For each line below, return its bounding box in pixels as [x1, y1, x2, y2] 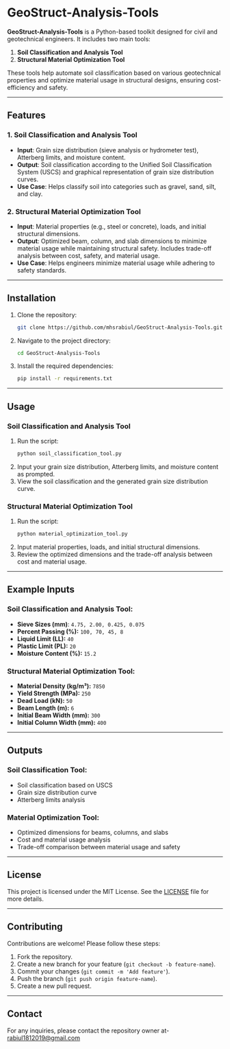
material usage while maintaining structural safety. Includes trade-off [16, 244, 212, 252]
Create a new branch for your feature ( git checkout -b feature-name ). [16, 960, 216, 968]
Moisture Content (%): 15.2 [16, 649, 97, 657]
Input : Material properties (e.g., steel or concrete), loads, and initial [16, 222, 207, 231]
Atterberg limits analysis [16, 795, 86, 804]
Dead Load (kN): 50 [16, 697, 73, 705]
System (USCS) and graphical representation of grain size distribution [16, 168, 214, 176]
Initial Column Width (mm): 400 [16, 719, 107, 727]
